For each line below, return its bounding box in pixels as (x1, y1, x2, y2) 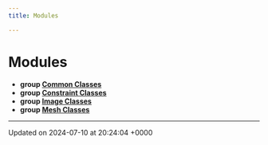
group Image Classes (19, 96, 92, 106)
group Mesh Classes (19, 104, 90, 114)
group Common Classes (19, 79, 102, 88)
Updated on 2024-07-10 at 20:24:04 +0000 (8, 127, 153, 137)
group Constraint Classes (19, 88, 107, 97)
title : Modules (8, 11, 59, 20)
